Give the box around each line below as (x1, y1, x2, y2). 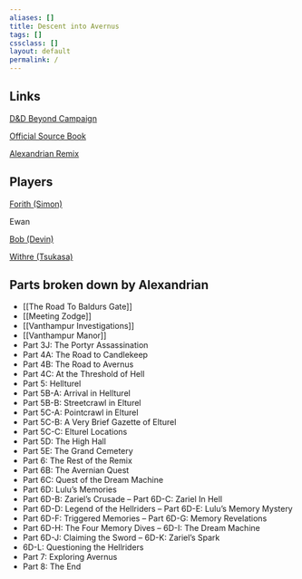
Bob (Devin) (9, 233, 54, 245)
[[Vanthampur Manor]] (22, 330, 107, 341)
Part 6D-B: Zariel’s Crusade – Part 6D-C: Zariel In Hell (22, 494, 223, 505)
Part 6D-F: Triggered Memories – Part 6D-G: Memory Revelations (22, 513, 268, 524)
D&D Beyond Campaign (9, 112, 98, 123)
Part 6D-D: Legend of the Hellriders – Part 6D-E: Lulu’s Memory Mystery (22, 504, 293, 515)
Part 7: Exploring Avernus (22, 552, 118, 563)
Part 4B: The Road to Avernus (22, 359, 134, 370)
